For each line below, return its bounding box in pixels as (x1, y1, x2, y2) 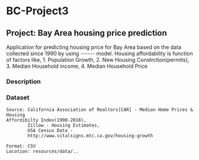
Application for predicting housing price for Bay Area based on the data (6, 43, 182, 51)
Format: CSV (6, 143, 36, 149)
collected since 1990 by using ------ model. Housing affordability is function (6, 50, 193, 57)
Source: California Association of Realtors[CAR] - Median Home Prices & (6, 107, 194, 113)
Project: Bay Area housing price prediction (6, 28, 167, 38)
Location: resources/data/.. (6, 149, 79, 155)
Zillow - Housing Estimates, (27, 123, 100, 128)
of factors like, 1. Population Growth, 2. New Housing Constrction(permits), (6, 57, 189, 63)
